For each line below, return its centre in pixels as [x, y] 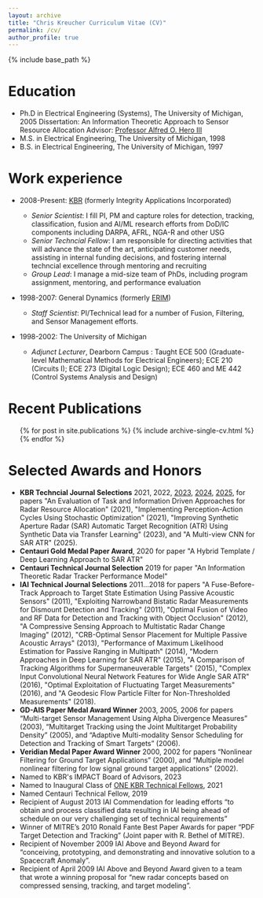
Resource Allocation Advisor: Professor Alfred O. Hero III [111, 130]
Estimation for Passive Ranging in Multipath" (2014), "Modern [119, 651]
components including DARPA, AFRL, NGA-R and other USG [128, 232]
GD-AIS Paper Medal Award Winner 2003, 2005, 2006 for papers [126, 710]
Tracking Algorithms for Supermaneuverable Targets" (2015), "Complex [135, 668]
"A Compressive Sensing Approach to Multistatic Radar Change [122, 626]
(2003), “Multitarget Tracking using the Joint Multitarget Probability [128, 726]
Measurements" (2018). [58, 702]
